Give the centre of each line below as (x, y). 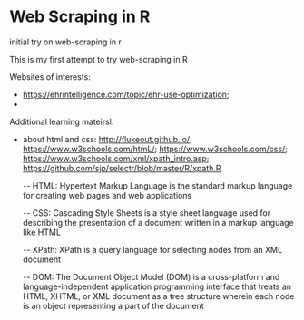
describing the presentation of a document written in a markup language (158, 222)
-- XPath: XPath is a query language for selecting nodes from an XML (152, 249)
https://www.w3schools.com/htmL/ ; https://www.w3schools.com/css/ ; (155, 149)
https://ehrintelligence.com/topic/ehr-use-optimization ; (126, 94)
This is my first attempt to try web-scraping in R (98, 59)
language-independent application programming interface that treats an (157, 286)
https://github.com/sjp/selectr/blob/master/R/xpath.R (122, 168)
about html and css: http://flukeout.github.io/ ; (107, 139)
